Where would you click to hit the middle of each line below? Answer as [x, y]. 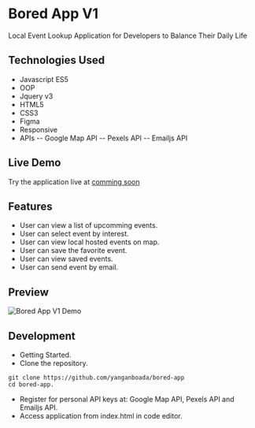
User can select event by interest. [74, 234]
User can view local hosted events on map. [89, 242]
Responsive [38, 129]
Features [30, 206]
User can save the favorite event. [73, 251]
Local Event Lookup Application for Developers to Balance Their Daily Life [128, 35]
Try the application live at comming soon [74, 181]
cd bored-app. [31, 385]
